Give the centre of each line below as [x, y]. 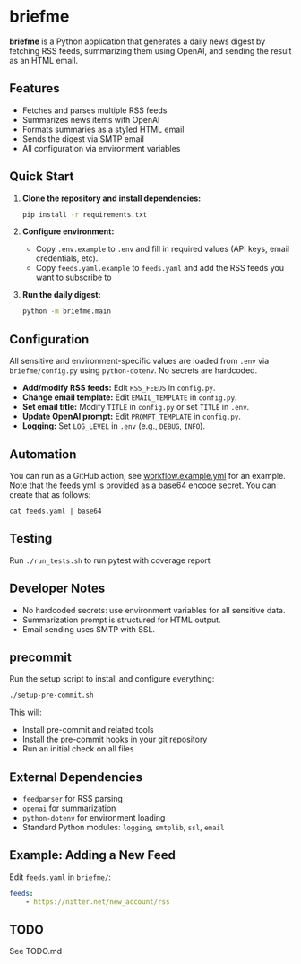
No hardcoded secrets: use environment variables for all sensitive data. [154, 610]
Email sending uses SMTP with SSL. [88, 629]
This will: [26, 712]
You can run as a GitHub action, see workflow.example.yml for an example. [148, 475]
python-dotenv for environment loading [94, 818]
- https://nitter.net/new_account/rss [98, 902]
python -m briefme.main [67, 311]
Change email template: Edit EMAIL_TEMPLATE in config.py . [129, 397]
